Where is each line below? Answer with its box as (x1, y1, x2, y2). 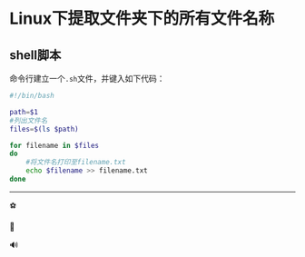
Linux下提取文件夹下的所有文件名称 (9, 8, 275, 29)
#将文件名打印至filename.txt (25, 158, 126, 167)
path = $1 (9, 107, 39, 116)
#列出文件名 (9, 115, 48, 125)
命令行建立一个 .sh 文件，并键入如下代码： (9, 74, 165, 84)
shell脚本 (9, 47, 62, 63)
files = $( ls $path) (9, 124, 79, 133)
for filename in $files (9, 141, 100, 150)
